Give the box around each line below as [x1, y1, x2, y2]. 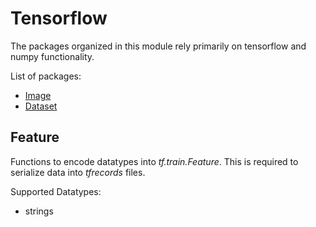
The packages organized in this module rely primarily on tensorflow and [10, 40, 307, 52]
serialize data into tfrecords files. [10, 166, 146, 178]
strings [24, 205, 54, 217]
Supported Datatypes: [10, 185, 102, 197]
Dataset [24, 100, 58, 112]
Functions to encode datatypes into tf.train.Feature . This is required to [10, 155, 299, 167]
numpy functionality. [10, 50, 95, 62]
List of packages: [10, 70, 82, 82]
